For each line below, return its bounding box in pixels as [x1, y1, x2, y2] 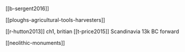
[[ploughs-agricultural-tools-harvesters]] [5, 17, 106, 23]
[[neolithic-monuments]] [5, 40, 66, 46]
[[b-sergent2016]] [5, 5, 50, 12]
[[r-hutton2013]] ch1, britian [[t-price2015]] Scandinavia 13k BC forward [5, 28, 180, 35]
